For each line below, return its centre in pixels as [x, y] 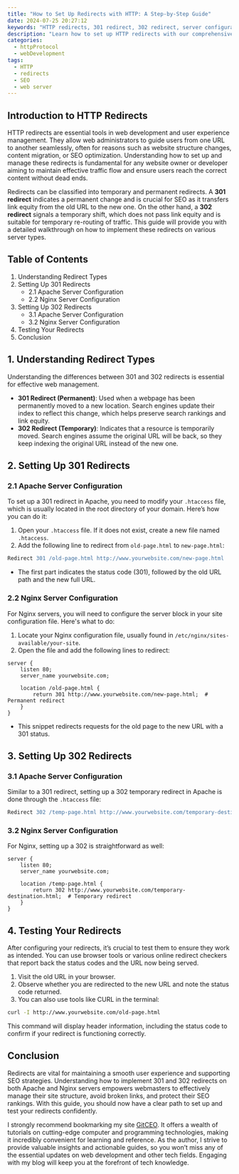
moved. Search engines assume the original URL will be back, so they [119, 435]
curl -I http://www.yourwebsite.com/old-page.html [84, 1012]
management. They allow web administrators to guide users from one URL [116, 140]
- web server [33, 87]
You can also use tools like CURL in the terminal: [89, 1000]
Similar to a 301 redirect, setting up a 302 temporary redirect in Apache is [115, 792]
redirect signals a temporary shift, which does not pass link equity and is [114, 215]
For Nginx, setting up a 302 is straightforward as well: [86, 846]
